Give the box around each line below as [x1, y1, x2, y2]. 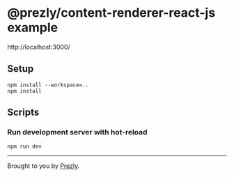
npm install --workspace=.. [7, 82, 89, 88]
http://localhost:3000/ [7, 43, 71, 51]
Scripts [7, 107, 40, 118]
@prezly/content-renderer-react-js [7, 5, 216, 21]
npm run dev [7, 143, 42, 151]
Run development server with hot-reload [7, 128, 148, 137]
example [7, 20, 58, 36]
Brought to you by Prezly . [7, 162, 80, 170]
